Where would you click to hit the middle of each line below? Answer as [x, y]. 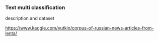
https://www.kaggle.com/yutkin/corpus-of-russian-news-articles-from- [79, 28]
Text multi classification [35, 7]
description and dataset [30, 18]
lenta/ [11, 33]
